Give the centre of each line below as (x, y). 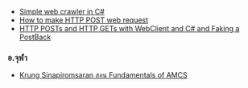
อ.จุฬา (17, 58)
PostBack (35, 37)
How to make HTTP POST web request (84, 20)
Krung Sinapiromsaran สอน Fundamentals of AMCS (103, 75)
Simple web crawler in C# (62, 12)
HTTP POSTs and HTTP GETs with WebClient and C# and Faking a (129, 28)
